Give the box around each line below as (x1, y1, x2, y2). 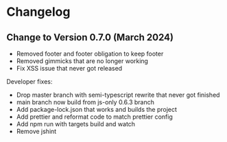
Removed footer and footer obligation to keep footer (16, 49, 164, 58)
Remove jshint (16, 128, 57, 135)
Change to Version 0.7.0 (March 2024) (6, 32, 174, 43)
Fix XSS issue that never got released (16, 64, 123, 72)
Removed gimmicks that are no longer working (16, 57, 149, 65)
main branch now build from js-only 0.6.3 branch (16, 98, 155, 106)
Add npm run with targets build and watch (16, 120, 135, 128)
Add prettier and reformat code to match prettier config (16, 113, 173, 121)
